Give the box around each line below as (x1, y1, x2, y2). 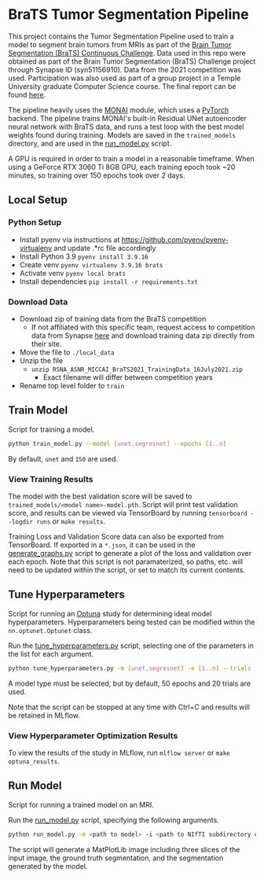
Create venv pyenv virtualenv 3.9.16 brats (19, 259, 163, 269)
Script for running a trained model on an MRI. (8, 800, 155, 809)
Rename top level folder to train (19, 381, 125, 390)
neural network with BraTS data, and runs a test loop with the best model (8, 122, 244, 131)
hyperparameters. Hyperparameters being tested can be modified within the (8, 617, 255, 627)
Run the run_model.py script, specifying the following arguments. (8, 815, 220, 825)
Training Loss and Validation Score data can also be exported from (8, 531, 224, 541)
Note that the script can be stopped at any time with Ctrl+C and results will (8, 702, 250, 712)
